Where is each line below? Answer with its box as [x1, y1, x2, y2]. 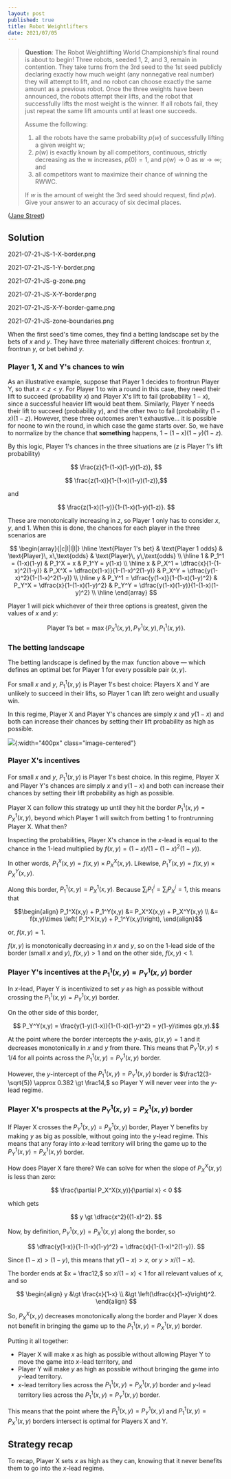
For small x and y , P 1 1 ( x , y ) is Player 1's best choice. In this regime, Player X [8, 771, 219, 783]
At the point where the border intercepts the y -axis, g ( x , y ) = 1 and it [8, 1035, 200, 1043]
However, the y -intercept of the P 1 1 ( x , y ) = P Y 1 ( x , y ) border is [8, 1069, 178, 1080]
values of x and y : [8, 609, 58, 617]
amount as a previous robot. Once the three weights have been [24, 85, 203, 93]
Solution [8, 232, 45, 244]
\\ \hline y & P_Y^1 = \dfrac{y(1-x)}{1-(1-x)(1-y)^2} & [74, 574, 218, 582]
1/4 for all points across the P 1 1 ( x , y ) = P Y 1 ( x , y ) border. [8, 1053, 162, 1063]
